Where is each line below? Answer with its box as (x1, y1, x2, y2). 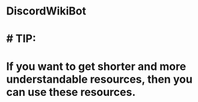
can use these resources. (6, 85, 136, 99)
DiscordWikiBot (6, 4, 86, 18)
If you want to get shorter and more (6, 59, 187, 73)
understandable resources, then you (6, 72, 193, 86)
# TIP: (6, 32, 36, 46)
